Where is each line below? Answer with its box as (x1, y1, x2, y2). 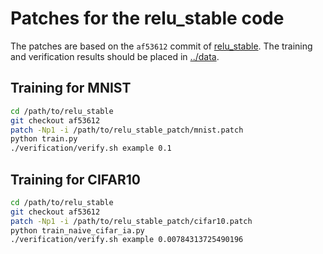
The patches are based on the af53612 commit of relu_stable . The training (10, 40, 313, 52)
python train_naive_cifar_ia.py (10, 225, 145, 236)
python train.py (10, 134, 78, 144)
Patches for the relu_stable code (10, 7, 285, 30)
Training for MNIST (10, 80, 132, 97)
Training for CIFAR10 (10, 171, 141, 188)
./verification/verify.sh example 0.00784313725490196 (10, 235, 244, 245)
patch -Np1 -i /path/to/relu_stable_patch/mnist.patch (10, 125, 244, 135)
